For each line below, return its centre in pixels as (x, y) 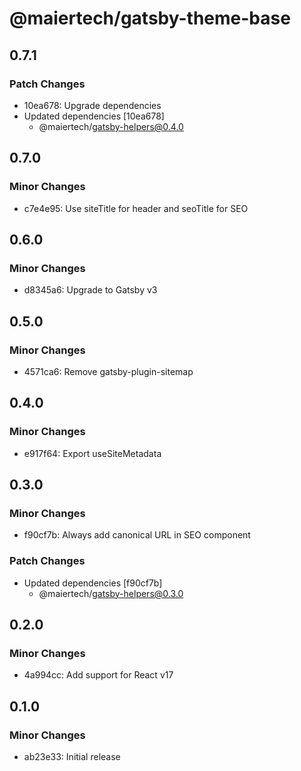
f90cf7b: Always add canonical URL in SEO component (137, 535)
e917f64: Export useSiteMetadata (92, 453)
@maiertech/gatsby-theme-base (150, 18)
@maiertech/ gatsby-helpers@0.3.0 (111, 593)
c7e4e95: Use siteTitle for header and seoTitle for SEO (136, 208)
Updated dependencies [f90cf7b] (93, 583)
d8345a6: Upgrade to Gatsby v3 (90, 290)
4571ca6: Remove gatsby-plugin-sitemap (108, 371)
